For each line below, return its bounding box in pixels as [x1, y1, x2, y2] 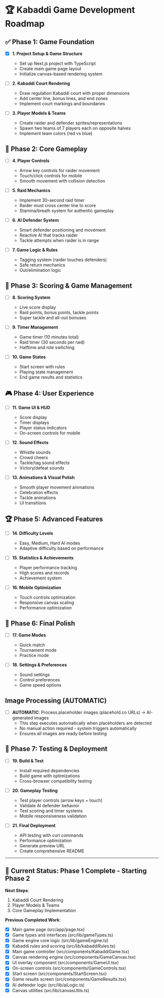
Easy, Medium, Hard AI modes [19, 540, 81, 546]
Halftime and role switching [19, 344, 75, 350]
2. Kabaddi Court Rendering [12, 80, 70, 86]
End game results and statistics [19, 374, 83, 380]
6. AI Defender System [12, 217, 60, 223]
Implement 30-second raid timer [19, 197, 85, 203]
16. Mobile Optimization [12, 585, 61, 591]
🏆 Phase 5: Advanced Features [5, 515, 103, 523]
